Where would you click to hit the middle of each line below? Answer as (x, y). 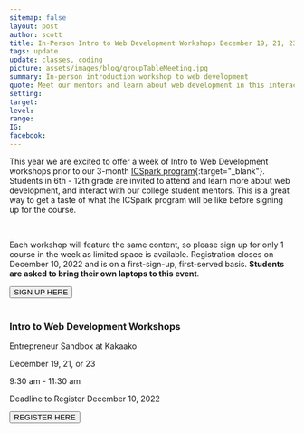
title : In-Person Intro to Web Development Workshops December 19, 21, (147, 43)
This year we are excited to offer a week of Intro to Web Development (139, 161)
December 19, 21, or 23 (52, 364)
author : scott (36, 34)
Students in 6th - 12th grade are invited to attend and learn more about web (150, 180)
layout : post (34, 26)
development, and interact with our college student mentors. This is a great (149, 190)
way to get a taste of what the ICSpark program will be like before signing (146, 199)
